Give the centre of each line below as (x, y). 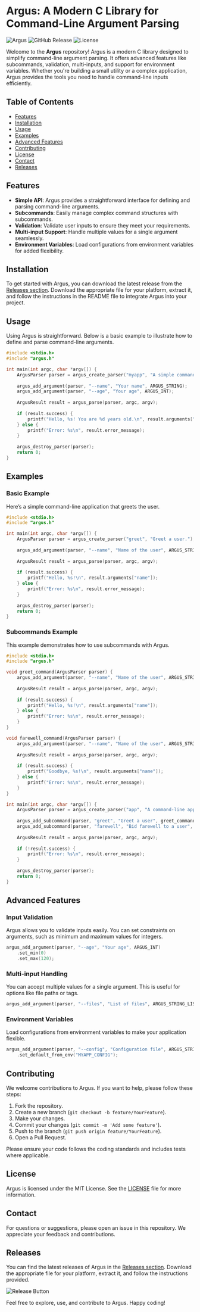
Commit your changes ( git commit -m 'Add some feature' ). (88, 1125)
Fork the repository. (39, 1106)
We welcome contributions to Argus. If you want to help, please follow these (100, 1088)
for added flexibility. (39, 251)
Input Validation (30, 917)
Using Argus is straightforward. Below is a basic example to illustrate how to (99, 336)
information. (21, 1195)
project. (16, 303)
